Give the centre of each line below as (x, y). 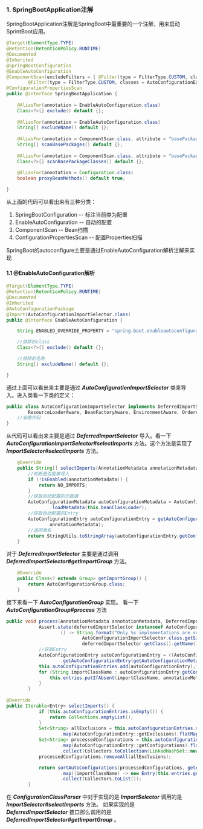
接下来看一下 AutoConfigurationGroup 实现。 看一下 (72, 602)
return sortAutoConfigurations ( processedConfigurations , (112, 768)
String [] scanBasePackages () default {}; (70, 145)
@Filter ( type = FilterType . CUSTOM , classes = (86, 83)
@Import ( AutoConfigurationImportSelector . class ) (69, 314)
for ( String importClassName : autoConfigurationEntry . (110, 672)
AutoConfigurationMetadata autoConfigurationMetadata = (100, 502)
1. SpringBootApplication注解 (50, 9)
